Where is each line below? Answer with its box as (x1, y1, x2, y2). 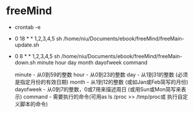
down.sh (14, 59, 36, 66)
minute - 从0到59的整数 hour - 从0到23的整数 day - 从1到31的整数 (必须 (14, 71, 188, 78)
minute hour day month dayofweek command (37, 59, 147, 66)
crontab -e (14, 24, 41, 31)
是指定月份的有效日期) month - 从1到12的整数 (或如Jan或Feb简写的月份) (14, 78, 189, 85)
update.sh (14, 41, 40, 48)
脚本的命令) (19, 100, 48, 107)
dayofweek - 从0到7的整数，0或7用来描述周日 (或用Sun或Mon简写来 (14, 85, 182, 92)
